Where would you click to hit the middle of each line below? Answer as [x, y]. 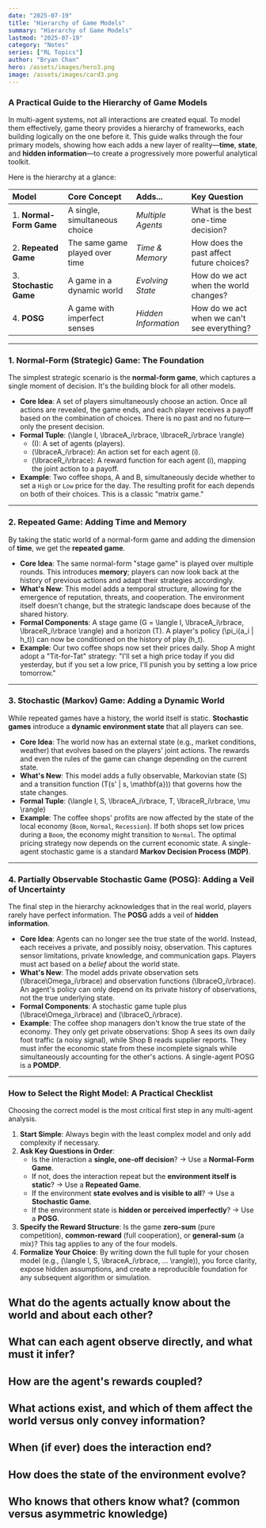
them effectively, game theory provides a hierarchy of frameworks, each [126, 128]
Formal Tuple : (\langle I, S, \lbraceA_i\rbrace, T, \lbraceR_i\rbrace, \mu [135, 800]
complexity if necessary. [60, 1142]
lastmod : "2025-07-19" [46, 38]
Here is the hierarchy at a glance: [62, 177]
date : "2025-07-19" [40, 15]
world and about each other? [81, 1315]
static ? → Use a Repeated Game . [86, 1185]
